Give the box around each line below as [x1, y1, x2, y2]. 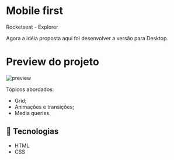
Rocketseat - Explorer [6, 23, 58, 30]
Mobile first [6, 4, 63, 18]
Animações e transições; [14, 103, 75, 110]
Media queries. [14, 109, 51, 116]
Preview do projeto [6, 55, 99, 68]
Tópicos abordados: [6, 86, 54, 93]
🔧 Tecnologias [6, 127, 59, 137]
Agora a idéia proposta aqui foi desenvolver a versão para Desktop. [6, 34, 168, 41]
